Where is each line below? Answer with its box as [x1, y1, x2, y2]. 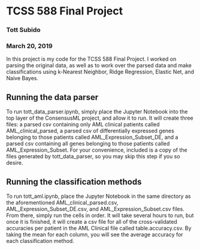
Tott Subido [6, 26, 41, 34]
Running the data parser [6, 92, 99, 102]
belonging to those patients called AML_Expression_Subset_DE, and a [6, 134, 178, 141]
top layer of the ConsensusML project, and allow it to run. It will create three [6, 114, 193, 121]
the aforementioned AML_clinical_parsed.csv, [6, 199, 119, 206]
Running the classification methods [6, 176, 142, 187]
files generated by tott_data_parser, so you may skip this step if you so [6, 153, 181, 160]
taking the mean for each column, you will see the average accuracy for [6, 231, 184, 238]
